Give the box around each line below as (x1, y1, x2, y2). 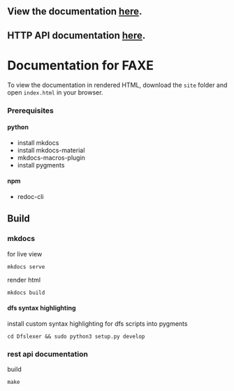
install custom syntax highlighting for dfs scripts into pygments (7, 319, 188, 328)
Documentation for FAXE (7, 57, 154, 73)
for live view (7, 249, 43, 258)
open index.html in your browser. (7, 88, 103, 97)
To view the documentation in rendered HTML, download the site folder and (7, 81, 228, 89)
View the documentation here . (7, 6, 142, 18)
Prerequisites (7, 105, 54, 115)
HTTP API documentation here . (7, 29, 146, 41)
